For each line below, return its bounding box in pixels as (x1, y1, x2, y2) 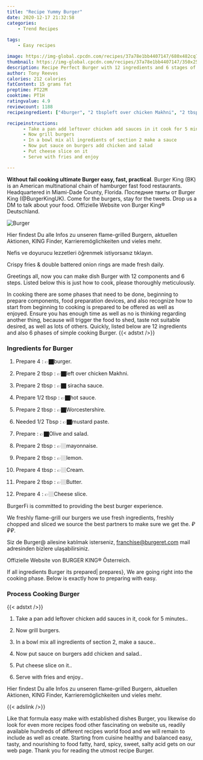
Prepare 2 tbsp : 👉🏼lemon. (15, 454, 83, 461)
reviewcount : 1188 (7, 104, 53, 110)
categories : (7, 20, 37, 26)
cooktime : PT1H (7, 93, 45, 99)
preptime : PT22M (7, 87, 48, 93)
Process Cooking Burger (7, 589, 80, 598)
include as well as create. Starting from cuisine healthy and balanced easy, (7, 734, 193, 741)
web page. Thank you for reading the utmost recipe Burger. (7, 747, 154, 754)
